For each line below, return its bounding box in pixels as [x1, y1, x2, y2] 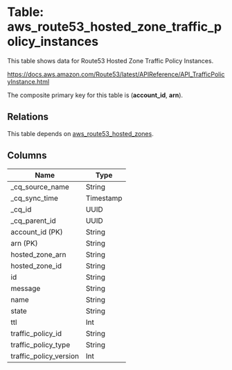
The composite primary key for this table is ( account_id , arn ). [7, 91, 184, 99]
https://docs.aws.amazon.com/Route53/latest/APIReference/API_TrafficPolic [7, 70, 225, 78]
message [10, 283, 41, 293]
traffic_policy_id [10, 328, 62, 338]
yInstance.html [7, 77, 50, 85]
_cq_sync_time [10, 193, 59, 203]
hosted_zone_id [10, 261, 62, 271]
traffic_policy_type [10, 339, 71, 349]
